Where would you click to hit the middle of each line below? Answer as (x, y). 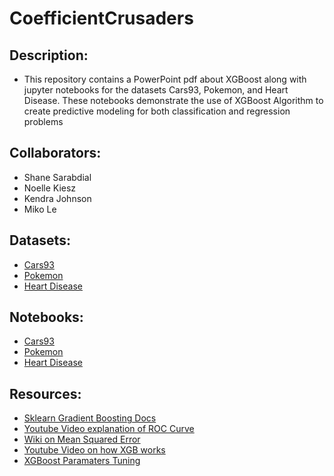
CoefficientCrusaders (101, 18)
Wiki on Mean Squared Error (82, 439)
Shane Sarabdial (57, 177)
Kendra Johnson (57, 198)
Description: (49, 55)
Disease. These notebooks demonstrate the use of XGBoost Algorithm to (173, 100)
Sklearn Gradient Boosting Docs (90, 418)
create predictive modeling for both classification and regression (157, 111)
